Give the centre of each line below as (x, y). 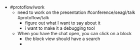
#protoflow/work (27, 7)
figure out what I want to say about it (63, 23)
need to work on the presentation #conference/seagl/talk (76, 12)
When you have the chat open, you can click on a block (74, 33)
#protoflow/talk (33, 18)
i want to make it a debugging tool (60, 28)
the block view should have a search (62, 39)
